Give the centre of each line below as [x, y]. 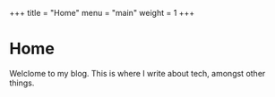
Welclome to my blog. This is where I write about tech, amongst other [137, 73]
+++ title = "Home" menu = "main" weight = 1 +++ [102, 13]
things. [22, 83]
